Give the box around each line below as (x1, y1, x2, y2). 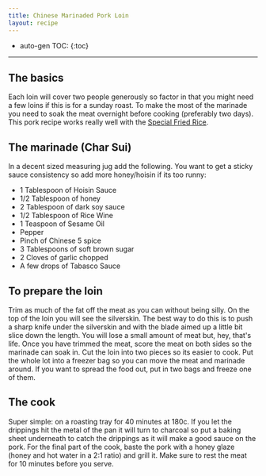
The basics (8, 71, 64, 84)
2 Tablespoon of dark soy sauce (19, 202, 125, 212)
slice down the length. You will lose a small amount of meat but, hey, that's (8, 330, 252, 340)
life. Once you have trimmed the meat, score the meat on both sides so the (8, 339, 252, 348)
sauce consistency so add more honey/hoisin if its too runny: (8, 170, 207, 179)
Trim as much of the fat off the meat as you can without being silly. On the (8, 305, 250, 314)
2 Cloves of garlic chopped (19, 253, 108, 263)
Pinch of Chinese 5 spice (19, 236, 101, 246)
